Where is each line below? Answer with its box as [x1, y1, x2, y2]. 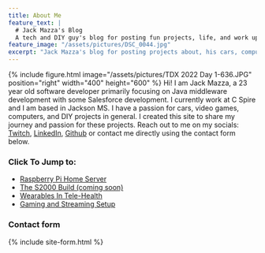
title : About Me [8, 11, 62, 20]
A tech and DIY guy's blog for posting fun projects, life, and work [15, 33, 248, 42]
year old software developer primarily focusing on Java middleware [8, 87, 227, 95]
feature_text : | [8, 19, 62, 27]
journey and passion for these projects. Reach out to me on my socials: [8, 120, 239, 129]
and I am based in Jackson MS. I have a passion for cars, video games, [8, 103, 239, 113]
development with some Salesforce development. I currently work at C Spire [8, 95, 256, 104]
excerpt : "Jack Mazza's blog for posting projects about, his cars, [8, 48, 238, 56]
